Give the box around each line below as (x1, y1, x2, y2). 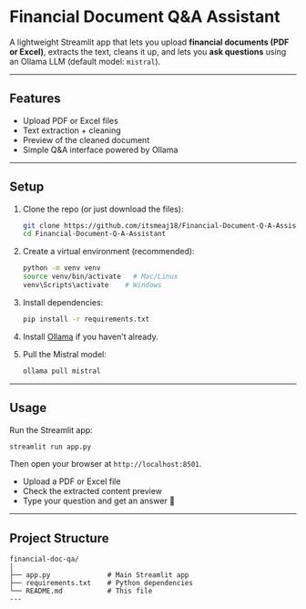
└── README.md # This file (9, 586, 153, 596)
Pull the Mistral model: (22, 348, 107, 359)
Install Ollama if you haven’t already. (22, 331, 159, 342)
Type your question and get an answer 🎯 (22, 495, 176, 507)
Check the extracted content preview (22, 486, 162, 497)
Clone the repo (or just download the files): (22, 203, 184, 214)
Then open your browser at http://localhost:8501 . (9, 459, 202, 470)
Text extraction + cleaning (22, 125, 121, 136)
